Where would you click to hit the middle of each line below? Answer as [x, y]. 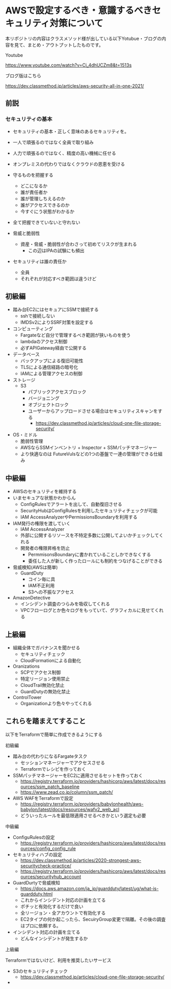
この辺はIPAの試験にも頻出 [56, 250]
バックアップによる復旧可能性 [52, 361]
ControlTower [27, 697]
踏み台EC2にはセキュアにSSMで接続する [56, 310]
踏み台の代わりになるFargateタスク [50, 756]
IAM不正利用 [41, 586]
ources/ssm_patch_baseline [50, 787]
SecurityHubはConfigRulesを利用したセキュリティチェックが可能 [89, 511]
